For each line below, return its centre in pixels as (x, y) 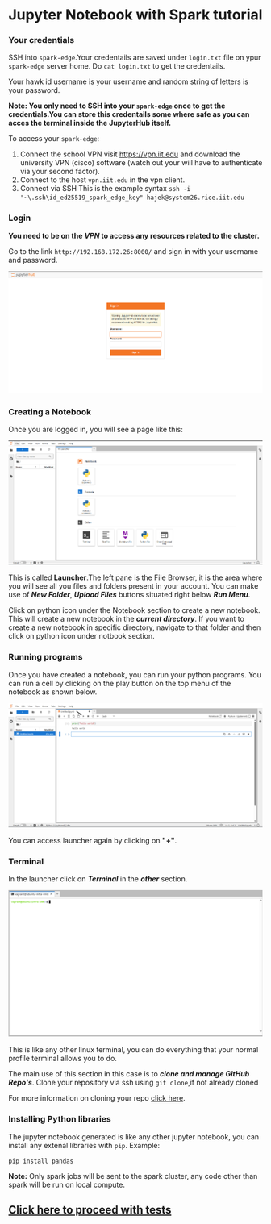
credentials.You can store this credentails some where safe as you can (129, 114)
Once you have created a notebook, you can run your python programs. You (135, 674)
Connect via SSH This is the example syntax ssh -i (105, 189)
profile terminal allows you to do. (63, 1059)
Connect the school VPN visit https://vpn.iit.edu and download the (130, 154)
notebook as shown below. (53, 692)
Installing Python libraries (60, 1119)
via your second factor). (60, 172)
